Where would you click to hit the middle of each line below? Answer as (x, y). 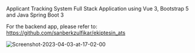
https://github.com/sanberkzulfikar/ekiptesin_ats (66, 33)
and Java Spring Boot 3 (35, 15)
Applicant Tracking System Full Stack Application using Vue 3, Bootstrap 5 (97, 9)
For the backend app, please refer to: (52, 26)
